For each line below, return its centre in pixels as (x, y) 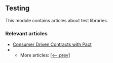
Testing (17, 8)
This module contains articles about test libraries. (57, 20)
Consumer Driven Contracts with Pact (52, 44)
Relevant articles (27, 33)
